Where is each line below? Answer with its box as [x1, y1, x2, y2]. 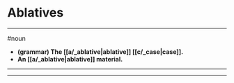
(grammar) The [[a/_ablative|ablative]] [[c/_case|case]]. [17, 47, 183, 56]
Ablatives [7, 5, 64, 21]
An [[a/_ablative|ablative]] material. [17, 55, 123, 63]
